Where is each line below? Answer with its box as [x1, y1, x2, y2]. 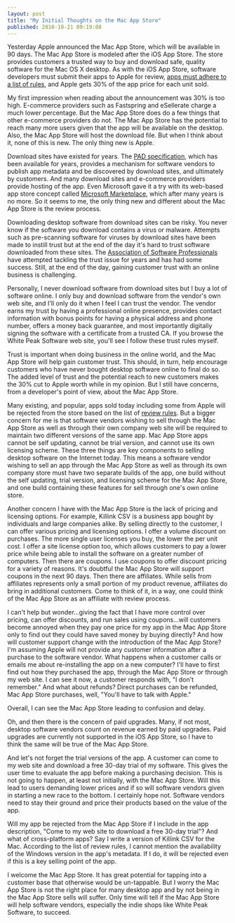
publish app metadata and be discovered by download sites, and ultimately [7, 167, 224, 176]
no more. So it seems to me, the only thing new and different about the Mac [7, 197, 226, 206]
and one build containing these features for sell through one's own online [7, 484, 219, 492]
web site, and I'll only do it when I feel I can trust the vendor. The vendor [7, 299, 216, 308]
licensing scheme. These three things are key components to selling [7, 446, 205, 455]
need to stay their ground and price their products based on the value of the [7, 798, 227, 807]
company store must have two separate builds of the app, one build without [7, 469, 226, 477]
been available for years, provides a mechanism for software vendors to [7, 160, 215, 168]
